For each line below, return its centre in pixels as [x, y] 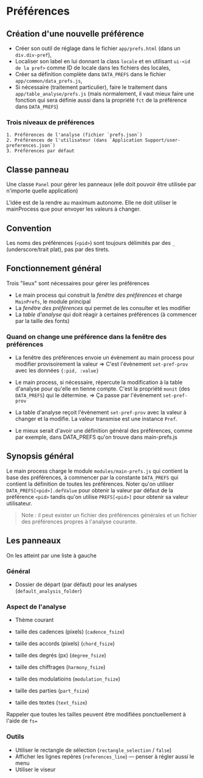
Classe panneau [38, 170]
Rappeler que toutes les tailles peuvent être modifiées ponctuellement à [96, 715]
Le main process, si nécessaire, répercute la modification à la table [99, 383]
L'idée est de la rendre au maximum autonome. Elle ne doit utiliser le [92, 203]
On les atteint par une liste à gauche [52, 555]
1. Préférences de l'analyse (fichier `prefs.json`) [74, 135]
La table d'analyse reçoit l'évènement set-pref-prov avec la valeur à [101, 412]
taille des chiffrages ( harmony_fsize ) [60, 667]
